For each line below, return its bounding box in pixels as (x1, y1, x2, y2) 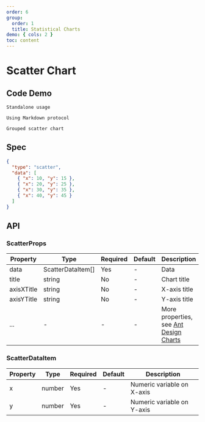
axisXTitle (9, 285, 38, 294)
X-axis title (161, 285, 193, 294)
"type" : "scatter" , (12, 164, 62, 170)
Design (161, 328, 182, 336)
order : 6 (6, 9, 29, 15)
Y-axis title (161, 295, 193, 303)
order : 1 (12, 20, 34, 26)
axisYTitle (9, 295, 38, 303)
